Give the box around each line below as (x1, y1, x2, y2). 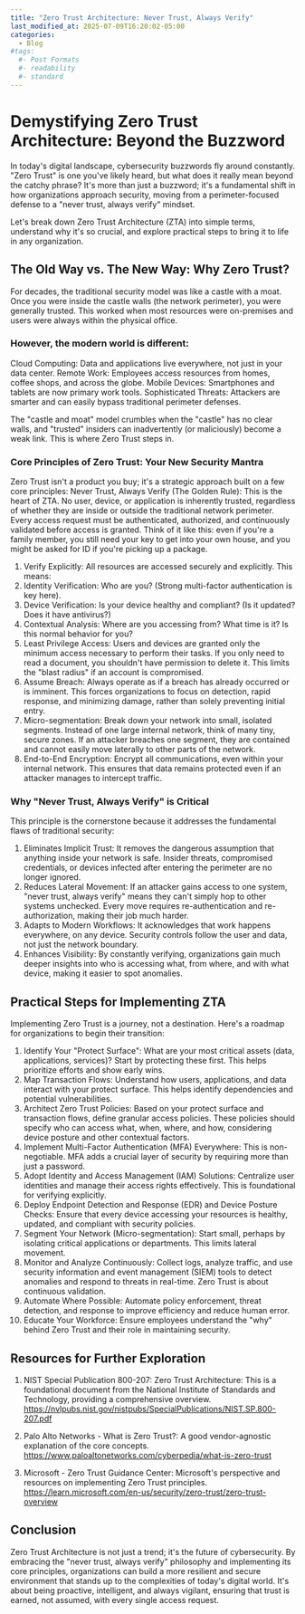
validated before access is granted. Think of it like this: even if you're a (10, 524, 274, 535)
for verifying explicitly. (23, 1189, 107, 1200)
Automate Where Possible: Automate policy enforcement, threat (23, 1295, 262, 1306)
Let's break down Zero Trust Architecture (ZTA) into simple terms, (10, 216, 256, 227)
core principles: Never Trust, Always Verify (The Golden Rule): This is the (10, 486, 283, 497)
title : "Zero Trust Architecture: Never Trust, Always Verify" (10, 13, 254, 23)
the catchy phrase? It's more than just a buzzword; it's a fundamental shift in (10, 179, 296, 190)
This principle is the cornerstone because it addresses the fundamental (10, 816, 277, 826)
